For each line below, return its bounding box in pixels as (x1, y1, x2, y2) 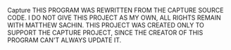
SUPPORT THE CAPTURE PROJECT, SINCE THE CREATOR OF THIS (7, 28, 204, 37)
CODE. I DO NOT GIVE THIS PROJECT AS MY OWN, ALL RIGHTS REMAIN (7, 13, 222, 22)
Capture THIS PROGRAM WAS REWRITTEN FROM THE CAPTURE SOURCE (7, 6, 224, 14)
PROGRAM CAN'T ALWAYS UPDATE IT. (7, 36, 122, 44)
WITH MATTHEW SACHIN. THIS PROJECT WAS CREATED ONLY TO (7, 21, 204, 29)
